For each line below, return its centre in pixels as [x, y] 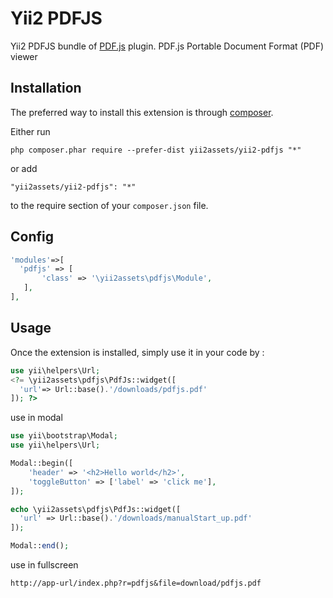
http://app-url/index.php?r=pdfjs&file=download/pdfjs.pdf [136, 583]
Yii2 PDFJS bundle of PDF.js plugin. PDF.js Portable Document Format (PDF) [167, 46]
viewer [24, 56]
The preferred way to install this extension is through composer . [142, 112]
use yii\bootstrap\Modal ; [64, 436]
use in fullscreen [44, 565]
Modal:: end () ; [40, 546]
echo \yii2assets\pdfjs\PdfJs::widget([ [96, 509]
